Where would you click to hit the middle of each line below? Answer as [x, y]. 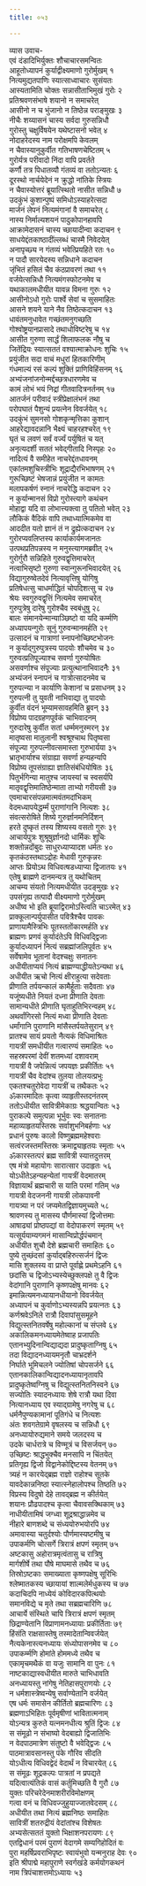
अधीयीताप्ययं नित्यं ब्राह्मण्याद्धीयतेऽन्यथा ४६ [67, 966]
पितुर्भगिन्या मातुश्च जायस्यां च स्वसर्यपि [61, 777]
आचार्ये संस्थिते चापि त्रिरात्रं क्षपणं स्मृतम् [62, 1613]
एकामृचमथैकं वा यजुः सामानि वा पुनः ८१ [62, 1663]
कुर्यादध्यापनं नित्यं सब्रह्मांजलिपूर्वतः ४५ [61, 946]
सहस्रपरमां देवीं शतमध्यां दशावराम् [54, 1056]
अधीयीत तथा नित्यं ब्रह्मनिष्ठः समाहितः [59, 1813]
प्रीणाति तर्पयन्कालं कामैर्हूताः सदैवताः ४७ [62, 986]
